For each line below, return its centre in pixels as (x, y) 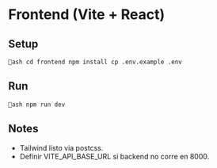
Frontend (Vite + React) (87, 15)
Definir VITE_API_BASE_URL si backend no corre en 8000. (114, 156)
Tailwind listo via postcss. (61, 147)
